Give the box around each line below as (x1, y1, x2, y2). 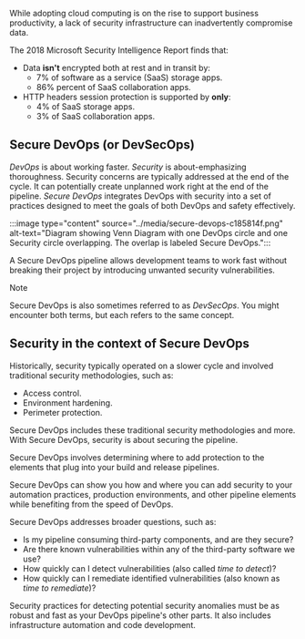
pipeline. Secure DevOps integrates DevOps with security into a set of (9, 191, 271, 201)
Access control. (22, 387, 82, 398)
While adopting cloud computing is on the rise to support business (9, 8, 259, 18)
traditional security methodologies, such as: (9, 369, 174, 381)
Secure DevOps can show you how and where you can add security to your (9, 479, 293, 490)
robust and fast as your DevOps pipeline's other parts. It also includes (9, 610, 271, 621)
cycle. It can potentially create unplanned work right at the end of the (9, 180, 269, 191)
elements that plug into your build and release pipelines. (9, 461, 220, 472)
